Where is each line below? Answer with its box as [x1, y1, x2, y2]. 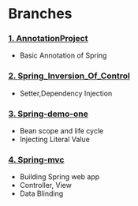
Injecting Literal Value [19, 135, 91, 144]
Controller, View [19, 181, 73, 190]
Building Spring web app [19, 172, 100, 182]
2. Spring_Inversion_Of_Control [8, 70, 130, 81]
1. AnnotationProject [8, 33, 88, 44]
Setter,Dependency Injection [19, 88, 113, 98]
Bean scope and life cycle [19, 126, 104, 136]
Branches [8, 5, 73, 23]
